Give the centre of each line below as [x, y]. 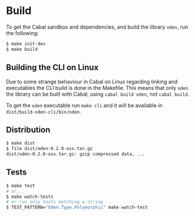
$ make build [22, 49]
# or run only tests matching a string [55, 202]
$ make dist [20, 143]
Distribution [28, 130]
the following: [23, 33]
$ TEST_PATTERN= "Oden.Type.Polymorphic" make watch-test [77, 208]
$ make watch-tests [30, 197]
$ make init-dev [26, 44]
